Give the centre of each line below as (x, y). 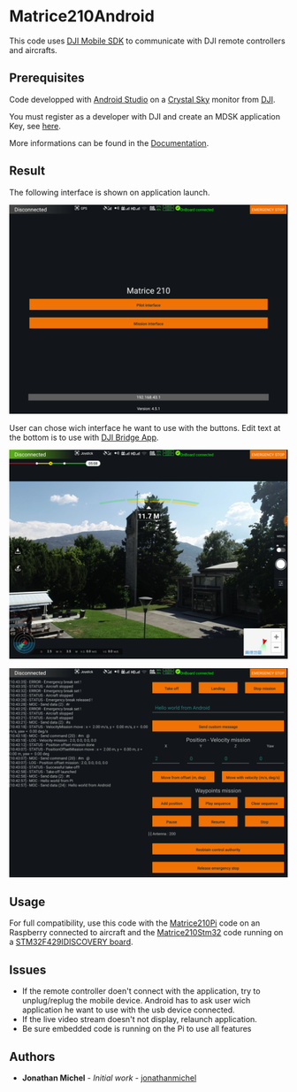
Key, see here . (35, 126)
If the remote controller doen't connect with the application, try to (141, 991)
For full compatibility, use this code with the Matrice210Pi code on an (135, 923)
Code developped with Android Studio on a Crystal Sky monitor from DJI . (142, 99)
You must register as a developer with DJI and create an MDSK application (145, 116)
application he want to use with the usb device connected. (129, 1010)
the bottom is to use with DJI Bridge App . (84, 437)
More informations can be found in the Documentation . (109, 142)
